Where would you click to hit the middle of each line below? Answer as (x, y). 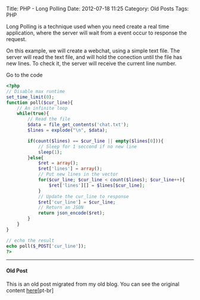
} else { (36, 157)
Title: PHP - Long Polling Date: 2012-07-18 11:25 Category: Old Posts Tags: (98, 9)
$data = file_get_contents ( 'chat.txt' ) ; (78, 125)
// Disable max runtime (36, 91)
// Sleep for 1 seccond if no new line (87, 146)
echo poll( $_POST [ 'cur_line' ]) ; (46, 246)
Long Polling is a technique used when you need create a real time (88, 27)
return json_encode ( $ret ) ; (71, 213)
